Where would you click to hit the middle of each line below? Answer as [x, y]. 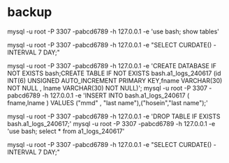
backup [30, 12]
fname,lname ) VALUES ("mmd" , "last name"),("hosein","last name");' [108, 102]
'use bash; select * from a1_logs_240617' [66, 131]
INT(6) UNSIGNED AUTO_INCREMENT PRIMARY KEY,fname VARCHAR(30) [115, 80]
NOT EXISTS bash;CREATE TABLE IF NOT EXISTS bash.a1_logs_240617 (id [114, 73]
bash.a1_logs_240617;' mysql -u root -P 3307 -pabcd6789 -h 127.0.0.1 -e [111, 123]
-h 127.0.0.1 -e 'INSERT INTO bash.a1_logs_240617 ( [116, 95]
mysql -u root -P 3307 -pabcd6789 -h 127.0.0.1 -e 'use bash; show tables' [113, 31]
